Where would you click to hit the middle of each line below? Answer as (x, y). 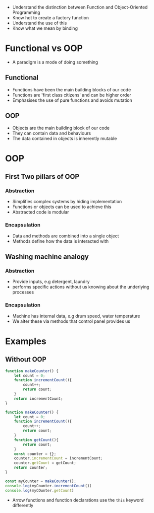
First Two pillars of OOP (42, 177)
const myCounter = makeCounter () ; (41, 481)
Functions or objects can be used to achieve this (62, 207)
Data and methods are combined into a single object (66, 236)
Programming (26, 12)
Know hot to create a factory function (51, 18)
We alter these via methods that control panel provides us (71, 321)
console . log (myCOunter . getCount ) (40, 490)
